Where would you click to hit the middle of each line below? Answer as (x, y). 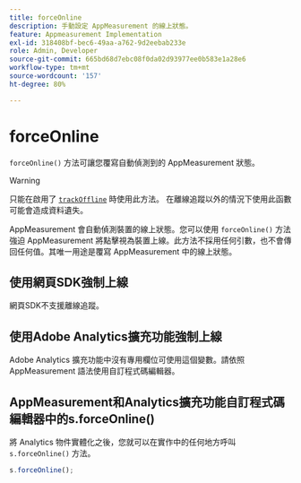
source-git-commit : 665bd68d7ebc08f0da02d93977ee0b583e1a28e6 (128, 59)
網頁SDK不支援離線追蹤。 (57, 306)
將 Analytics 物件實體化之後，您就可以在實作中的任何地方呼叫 (123, 442)
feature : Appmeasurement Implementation (86, 34)
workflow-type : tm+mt (50, 68)
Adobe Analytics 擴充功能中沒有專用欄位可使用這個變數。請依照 (127, 360)
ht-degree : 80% (38, 84)
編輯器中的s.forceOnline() (82, 419)
